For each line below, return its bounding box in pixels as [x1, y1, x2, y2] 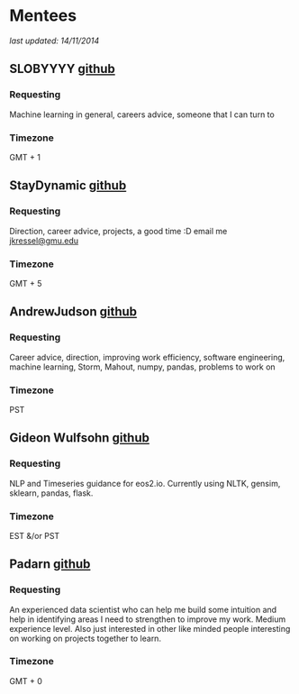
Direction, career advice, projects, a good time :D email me [9, 225, 228, 236]
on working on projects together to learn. [9, 633, 162, 644]
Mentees [9, 5, 77, 26]
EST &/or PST [9, 530, 60, 541]
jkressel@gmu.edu [9, 235, 79, 246]
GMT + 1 [9, 151, 41, 162]
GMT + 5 [9, 278, 42, 288]
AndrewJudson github [9, 304, 138, 320]
